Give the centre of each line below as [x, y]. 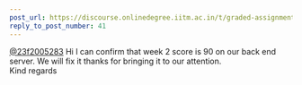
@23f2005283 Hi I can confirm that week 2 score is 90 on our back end [143, 51]
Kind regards [33, 70]
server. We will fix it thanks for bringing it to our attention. [115, 61]
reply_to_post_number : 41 [58, 26]
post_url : [28, 17]
